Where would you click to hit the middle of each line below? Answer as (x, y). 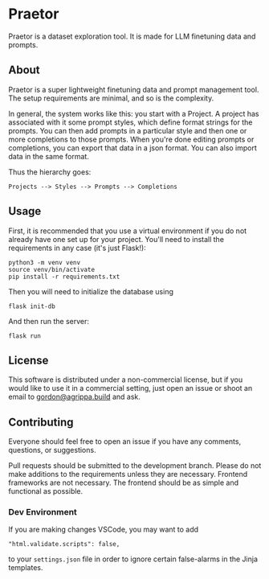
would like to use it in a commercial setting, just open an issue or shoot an (130, 388)
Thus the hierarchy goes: (50, 172)
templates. (26, 568)
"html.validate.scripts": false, (64, 544)
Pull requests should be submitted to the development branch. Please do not (135, 466)
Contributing (41, 422)
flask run (25, 336)
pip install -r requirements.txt (64, 277)
